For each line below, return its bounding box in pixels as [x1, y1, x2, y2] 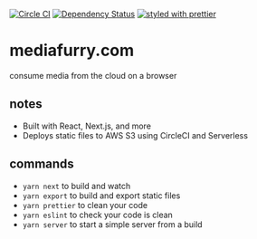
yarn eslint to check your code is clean [22, 209, 174, 220]
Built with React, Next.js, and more [22, 120, 152, 131]
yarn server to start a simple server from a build [22, 218, 203, 230]
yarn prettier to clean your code [22, 199, 148, 210]
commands [9, 157, 74, 172]
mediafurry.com [9, 41, 135, 61]
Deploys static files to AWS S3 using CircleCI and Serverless [22, 129, 249, 140]
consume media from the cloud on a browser [9, 70, 177, 81]
